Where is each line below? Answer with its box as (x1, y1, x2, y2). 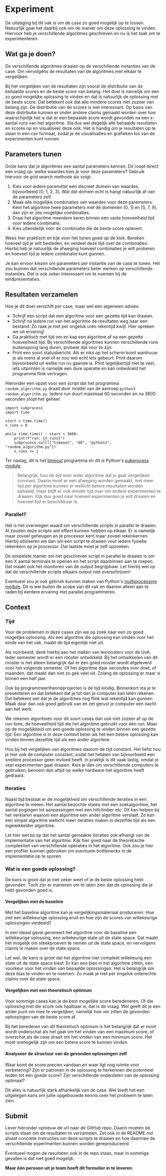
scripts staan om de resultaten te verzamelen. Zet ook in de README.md (5, 1130, 153, 1136)
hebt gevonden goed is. (5, 887, 53, 893)
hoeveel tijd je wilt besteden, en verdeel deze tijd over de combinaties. (5, 240, 149, 246)
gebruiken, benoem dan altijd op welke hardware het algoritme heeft (5, 768, 144, 773)
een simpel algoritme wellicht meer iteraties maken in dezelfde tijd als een (5, 817, 156, 823)
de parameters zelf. (12, 194, 52, 200)
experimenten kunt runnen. (5, 136, 60, 141)
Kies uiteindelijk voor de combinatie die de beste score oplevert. (12, 225, 143, 231)
